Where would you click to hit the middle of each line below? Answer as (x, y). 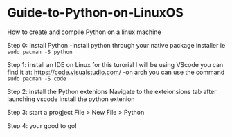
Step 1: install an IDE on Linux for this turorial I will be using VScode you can (115, 64)
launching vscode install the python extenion (71, 99)
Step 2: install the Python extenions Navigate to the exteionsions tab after (112, 91)
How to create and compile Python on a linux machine (84, 32)
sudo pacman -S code (37, 79)
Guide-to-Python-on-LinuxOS (95, 13)
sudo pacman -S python (40, 52)
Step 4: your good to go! (42, 125)
